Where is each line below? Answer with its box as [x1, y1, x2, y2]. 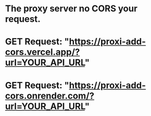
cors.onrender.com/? [5, 90, 95, 101]
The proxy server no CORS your [5, 3, 138, 14]
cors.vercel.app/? [5, 46, 80, 58]
